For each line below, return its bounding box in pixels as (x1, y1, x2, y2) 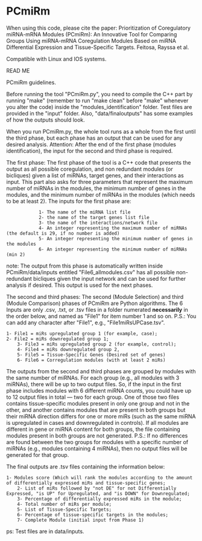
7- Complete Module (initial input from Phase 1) (17, 517, 145, 523)
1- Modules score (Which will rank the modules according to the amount (6, 474, 193, 480)
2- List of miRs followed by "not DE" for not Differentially (17, 485, 177, 491)
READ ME (6, 67, 30, 74)
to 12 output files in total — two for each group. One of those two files (6, 393, 180, 401)
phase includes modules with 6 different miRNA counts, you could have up (6, 387, 192, 394)
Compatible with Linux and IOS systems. (6, 55, 107, 62)
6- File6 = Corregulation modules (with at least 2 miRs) (17, 357, 166, 363)
